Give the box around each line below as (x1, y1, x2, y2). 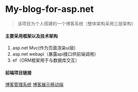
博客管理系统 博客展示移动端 (5, 82, 63, 88)
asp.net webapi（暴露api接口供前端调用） (12, 51, 99, 57)
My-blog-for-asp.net (5, 3, 94, 15)
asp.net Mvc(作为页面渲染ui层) (12, 45, 76, 51)
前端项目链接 (5, 70, 31, 76)
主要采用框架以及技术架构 (5, 33, 58, 39)
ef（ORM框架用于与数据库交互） (12, 57, 80, 63)
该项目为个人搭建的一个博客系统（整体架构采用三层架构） (17, 20, 136, 26)
